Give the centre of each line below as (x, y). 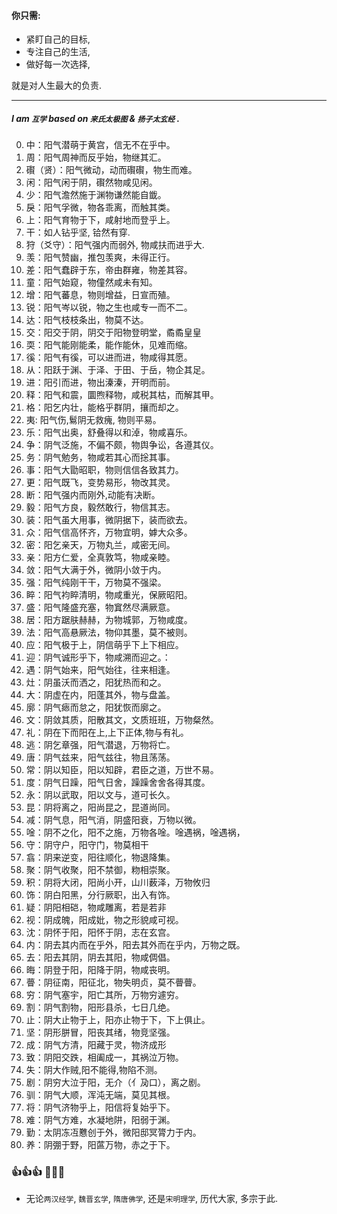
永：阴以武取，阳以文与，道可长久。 (100, 795)
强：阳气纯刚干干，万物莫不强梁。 (96, 582)
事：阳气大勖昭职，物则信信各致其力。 (104, 470)
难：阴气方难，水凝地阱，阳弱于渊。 (100, 1120)
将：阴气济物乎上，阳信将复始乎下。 (100, 1107)
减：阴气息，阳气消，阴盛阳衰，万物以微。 (113, 820)
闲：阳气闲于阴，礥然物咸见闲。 (91, 182)
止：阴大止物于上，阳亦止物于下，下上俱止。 (118, 1020)
